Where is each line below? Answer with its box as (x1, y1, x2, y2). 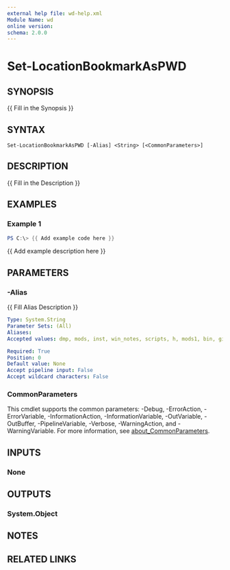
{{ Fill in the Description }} (7, 179, 81, 187)
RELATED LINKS (7, 553, 77, 565)
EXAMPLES (7, 199, 57, 210)
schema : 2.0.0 (7, 29, 48, 36)
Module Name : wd (7, 16, 53, 23)
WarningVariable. (7, 427, 56, 435)
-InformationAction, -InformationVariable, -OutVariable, (47, 412, 203, 421)
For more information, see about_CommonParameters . (57, 427, 210, 435)
